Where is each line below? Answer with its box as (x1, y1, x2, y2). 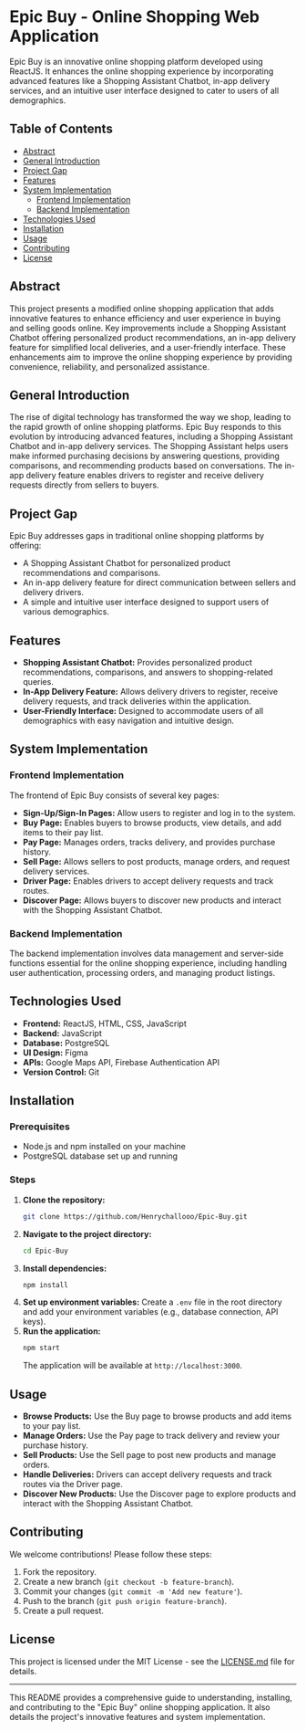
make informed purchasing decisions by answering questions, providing (9, 450, 280, 462)
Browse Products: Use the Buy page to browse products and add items (22, 1411, 292, 1422)
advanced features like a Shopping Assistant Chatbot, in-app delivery (9, 75, 270, 86)
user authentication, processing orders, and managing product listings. (9, 967, 276, 978)
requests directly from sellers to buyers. (9, 479, 159, 490)
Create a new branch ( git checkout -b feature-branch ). (22, 1576, 235, 1587)
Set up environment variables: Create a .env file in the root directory (22, 1296, 282, 1307)
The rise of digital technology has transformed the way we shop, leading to (9, 412, 291, 423)
